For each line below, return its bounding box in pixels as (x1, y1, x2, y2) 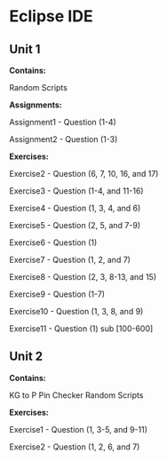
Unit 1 (9, 42, 41, 57)
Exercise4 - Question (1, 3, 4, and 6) (9, 203, 141, 213)
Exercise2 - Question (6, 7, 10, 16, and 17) (9, 169, 159, 179)
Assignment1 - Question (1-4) (9, 117, 117, 127)
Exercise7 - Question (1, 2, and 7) (9, 255, 131, 265)
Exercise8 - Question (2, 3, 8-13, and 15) (9, 272, 157, 282)
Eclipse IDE (9, 6, 93, 27)
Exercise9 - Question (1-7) (9, 289, 105, 299)
